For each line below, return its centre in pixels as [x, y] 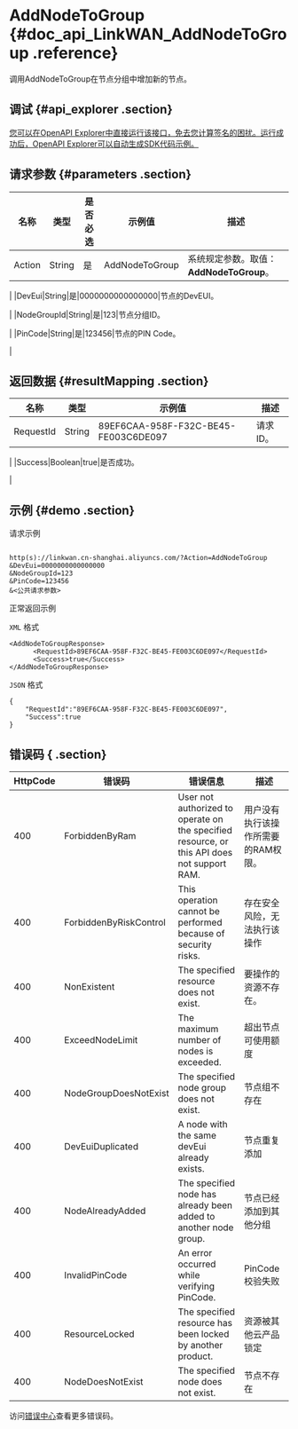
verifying [196, 1286]
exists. [191, 1168]
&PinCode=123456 [39, 581]
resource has [205, 1323]
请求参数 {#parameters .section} [101, 174]
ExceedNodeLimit [101, 1040]
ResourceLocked [99, 1334]
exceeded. [200, 1062]
